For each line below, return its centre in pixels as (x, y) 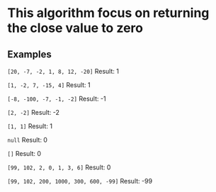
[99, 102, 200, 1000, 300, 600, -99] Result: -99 (80, 181)
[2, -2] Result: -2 (34, 112)
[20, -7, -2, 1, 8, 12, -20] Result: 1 (63, 71)
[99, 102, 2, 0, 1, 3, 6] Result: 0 (59, 167)
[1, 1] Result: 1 (30, 126)
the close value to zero (75, 28)
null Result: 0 (28, 140)
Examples (29, 54)
